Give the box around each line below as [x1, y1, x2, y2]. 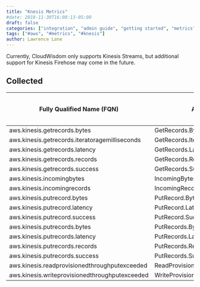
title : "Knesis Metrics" [6, 8, 68, 15]
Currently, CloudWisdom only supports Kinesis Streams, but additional [6, 53, 179, 59]
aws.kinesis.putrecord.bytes [9, 194, 88, 202]
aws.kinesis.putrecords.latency [9, 232, 96, 241]
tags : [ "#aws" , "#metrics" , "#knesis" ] [6, 31, 105, 37]
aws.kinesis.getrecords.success [9, 165, 99, 173]
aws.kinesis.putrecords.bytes [9, 222, 91, 231]
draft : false [6, 20, 39, 26]
